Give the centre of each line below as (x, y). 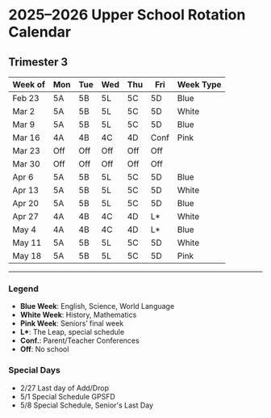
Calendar (40, 32)
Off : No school (44, 349)
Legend (23, 289)
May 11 (27, 243)
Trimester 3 (38, 62)
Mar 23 (26, 151)
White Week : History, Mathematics (78, 315)
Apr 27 (25, 216)
